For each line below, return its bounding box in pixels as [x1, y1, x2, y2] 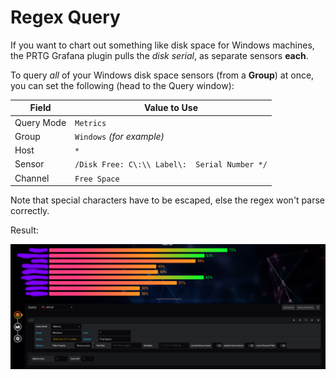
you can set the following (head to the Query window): [10, 79, 235, 91]
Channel [14, 172, 50, 184]
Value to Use [143, 102, 199, 114]
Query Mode [14, 116, 67, 128]
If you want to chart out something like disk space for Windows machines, [10, 39, 315, 51]
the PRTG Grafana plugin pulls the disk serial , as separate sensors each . [10, 49, 309, 61]
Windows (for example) [74, 130, 165, 142]
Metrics [74, 118, 107, 128]
